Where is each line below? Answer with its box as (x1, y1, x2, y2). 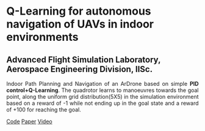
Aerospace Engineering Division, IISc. (6, 64, 153, 74)
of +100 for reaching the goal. (6, 106, 81, 113)
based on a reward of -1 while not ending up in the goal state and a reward (6, 99, 199, 107)
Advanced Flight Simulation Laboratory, (6, 54, 161, 65)
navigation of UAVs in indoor (6, 17, 154, 31)
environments (6, 30, 79, 44)
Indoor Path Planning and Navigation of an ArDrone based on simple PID (6, 80, 199, 87)
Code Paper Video (6, 118, 53, 125)
